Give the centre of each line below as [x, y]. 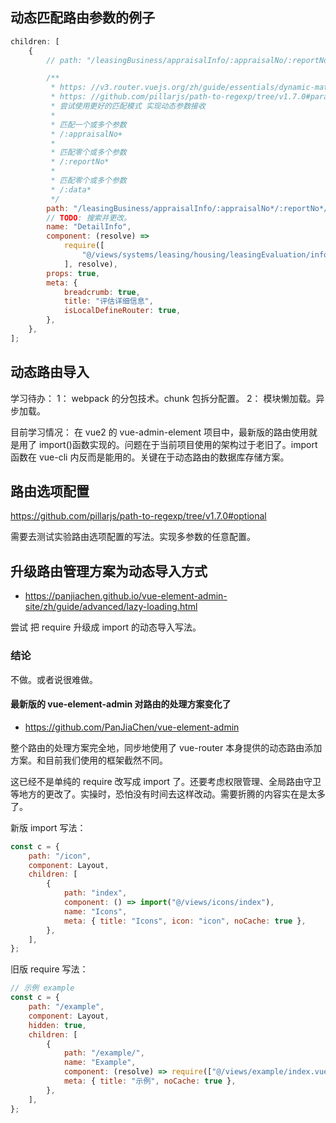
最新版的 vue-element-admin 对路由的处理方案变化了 [121, 704]
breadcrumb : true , [102, 292]
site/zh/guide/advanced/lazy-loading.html [111, 607]
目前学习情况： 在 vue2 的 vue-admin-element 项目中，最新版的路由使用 [160, 432]
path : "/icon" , [60, 856]
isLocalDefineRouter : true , [122, 311]
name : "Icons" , [95, 911]
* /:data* [71, 189]
